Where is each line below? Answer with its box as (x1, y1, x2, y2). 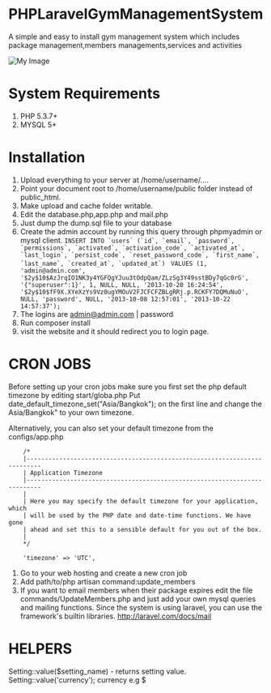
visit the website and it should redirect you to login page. (19, 326, 210, 336)
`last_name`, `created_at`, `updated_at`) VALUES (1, (19, 259, 208, 267)
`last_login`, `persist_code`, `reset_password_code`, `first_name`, (19, 250, 260, 259)
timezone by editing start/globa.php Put (8, 390, 141, 400)
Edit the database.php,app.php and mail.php (19, 209, 168, 219)
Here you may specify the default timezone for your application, (29, 497, 259, 505)
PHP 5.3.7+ (19, 111, 58, 121)
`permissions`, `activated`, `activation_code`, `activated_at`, (19, 244, 245, 252)
